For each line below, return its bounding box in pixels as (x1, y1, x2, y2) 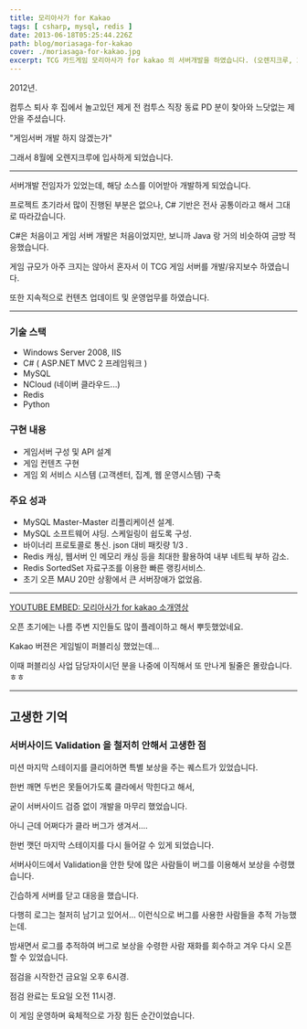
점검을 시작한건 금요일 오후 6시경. (9, 970, 130, 981)
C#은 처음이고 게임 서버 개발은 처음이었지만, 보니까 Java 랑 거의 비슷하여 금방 (9, 230, 287, 241)
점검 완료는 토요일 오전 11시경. (9, 990, 116, 1002)
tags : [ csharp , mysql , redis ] (9, 22, 132, 31)
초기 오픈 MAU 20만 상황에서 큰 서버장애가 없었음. (22, 573, 203, 584)
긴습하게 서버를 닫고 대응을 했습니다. (9, 889, 139, 901)
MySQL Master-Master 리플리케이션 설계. (22, 516, 175, 527)
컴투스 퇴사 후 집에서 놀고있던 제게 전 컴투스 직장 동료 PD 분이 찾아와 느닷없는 (9, 102, 286, 113)
